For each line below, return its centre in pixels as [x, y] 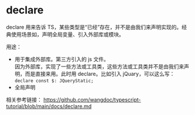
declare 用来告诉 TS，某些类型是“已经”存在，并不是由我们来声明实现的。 [94, 27]
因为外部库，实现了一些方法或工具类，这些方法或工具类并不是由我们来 [99, 66]
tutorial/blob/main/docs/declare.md [49, 106]
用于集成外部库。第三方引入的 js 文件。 [62, 59]
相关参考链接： [24, 99]
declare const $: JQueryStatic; [54, 81]
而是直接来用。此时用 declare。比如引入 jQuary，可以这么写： [100, 74]
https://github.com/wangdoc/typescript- [92, 99]
